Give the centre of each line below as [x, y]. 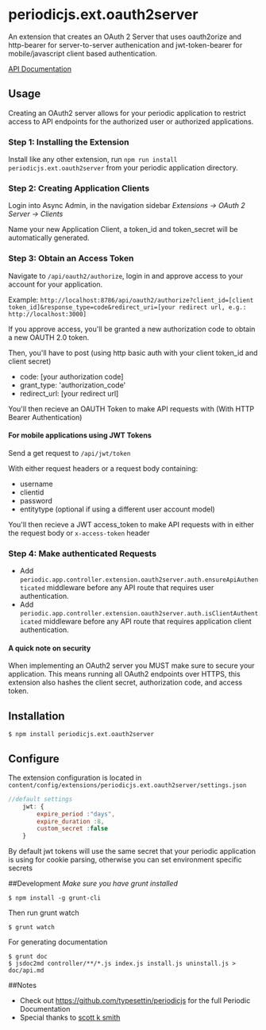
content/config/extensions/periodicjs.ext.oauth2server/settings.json [127, 785]
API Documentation [40, 68]
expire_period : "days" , [76, 814]
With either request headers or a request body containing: [103, 468]
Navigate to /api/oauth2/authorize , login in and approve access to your [126, 276]
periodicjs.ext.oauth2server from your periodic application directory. [123, 168]
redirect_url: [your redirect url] [69, 393]
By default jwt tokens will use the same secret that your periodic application [132, 851]
